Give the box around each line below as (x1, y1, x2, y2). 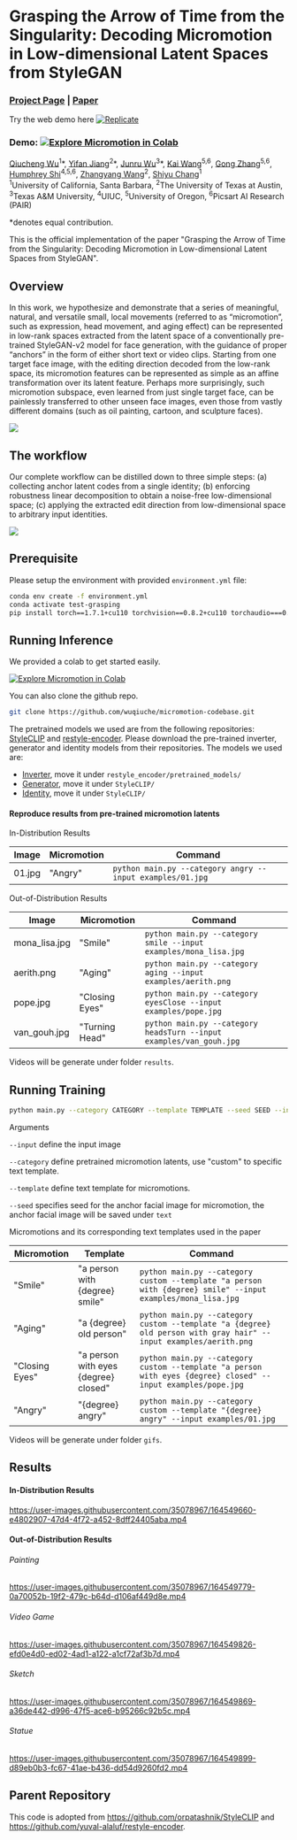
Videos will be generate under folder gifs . (9, 1435, 163, 1445)
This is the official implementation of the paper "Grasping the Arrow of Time (9, 235, 286, 245)
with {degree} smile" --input (140, 1285, 267, 1295)
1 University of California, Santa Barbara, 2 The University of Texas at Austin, (9, 179, 283, 190)
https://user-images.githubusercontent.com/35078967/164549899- (9, 1753, 256, 1764)
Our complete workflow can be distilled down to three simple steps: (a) (9, 472, 268, 482)
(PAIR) (9, 200, 33, 211)
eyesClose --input (144, 997, 223, 1008)
